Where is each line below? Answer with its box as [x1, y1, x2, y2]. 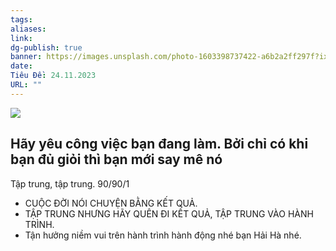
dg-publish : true [10, 42, 83, 53]
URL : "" [10, 80, 43, 90]
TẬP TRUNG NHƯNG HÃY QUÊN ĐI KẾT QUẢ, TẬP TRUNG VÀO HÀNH [24, 207, 314, 220]
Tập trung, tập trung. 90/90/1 [10, 177, 130, 190]
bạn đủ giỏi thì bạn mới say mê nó [10, 151, 223, 168]
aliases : [10, 24, 47, 34]
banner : [10, 52, 43, 62]
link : [10, 33, 33, 43]
